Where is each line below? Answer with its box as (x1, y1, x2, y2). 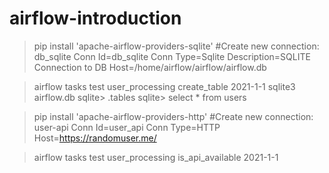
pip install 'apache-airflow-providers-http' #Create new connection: (33, 110, 314, 122)
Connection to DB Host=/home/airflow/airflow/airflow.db (33, 61, 267, 73)
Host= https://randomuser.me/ (33, 132, 157, 144)
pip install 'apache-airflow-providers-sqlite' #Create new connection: (33, 40, 320, 52)
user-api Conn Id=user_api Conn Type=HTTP (33, 121, 221, 133)
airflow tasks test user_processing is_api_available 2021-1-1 (33, 151, 279, 163)
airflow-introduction (9, 7, 182, 30)
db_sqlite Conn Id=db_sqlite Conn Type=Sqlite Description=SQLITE (33, 50, 311, 62)
